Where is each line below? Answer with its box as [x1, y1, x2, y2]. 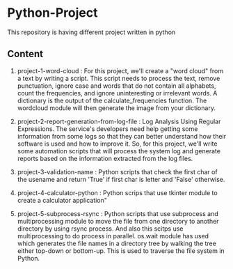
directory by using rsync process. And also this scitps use [17, 224, 184, 233]
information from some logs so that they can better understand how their [17, 132, 227, 140]
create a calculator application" [17, 196, 108, 204]
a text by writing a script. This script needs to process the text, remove [17, 74, 220, 82]
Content [7, 48, 44, 60]
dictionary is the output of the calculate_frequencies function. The [17, 96, 207, 105]
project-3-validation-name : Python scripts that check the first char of [17, 167, 218, 176]
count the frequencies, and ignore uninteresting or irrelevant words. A [17, 89, 218, 97]
